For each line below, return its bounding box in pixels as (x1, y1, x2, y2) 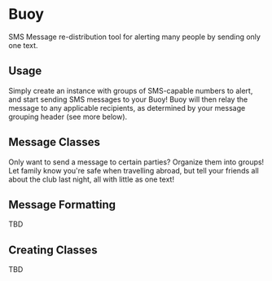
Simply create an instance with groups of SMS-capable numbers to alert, (8, 86, 253, 95)
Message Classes (8, 135, 100, 149)
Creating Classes (8, 243, 98, 257)
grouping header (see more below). (8, 112, 128, 121)
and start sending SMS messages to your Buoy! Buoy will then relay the (8, 94, 248, 104)
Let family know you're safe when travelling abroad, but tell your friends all (8, 165, 259, 175)
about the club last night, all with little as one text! (8, 174, 175, 184)
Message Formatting (8, 197, 116, 212)
